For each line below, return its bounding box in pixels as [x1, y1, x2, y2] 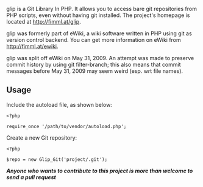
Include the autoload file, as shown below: [6, 101, 113, 108]
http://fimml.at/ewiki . [6, 42, 59, 50]
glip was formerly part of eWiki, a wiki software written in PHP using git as [6, 30, 192, 37]
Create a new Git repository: [6, 134, 77, 141]
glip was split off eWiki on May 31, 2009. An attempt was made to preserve [6, 55, 194, 61]
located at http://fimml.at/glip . [6, 18, 81, 25]
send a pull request [6, 173, 56, 181]
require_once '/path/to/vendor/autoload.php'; [6, 123, 127, 129]
